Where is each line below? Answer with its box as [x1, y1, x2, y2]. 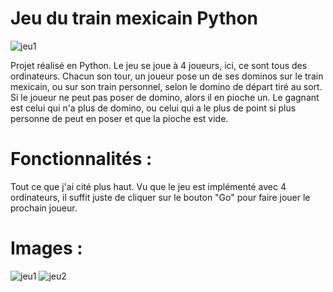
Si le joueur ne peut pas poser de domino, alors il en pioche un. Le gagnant [10, 91, 320, 103]
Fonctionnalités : [10, 148, 153, 171]
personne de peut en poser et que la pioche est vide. [10, 112, 229, 124]
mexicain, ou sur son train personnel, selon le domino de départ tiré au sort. [10, 80, 323, 92]
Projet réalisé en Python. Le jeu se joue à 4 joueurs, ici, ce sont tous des [10, 59, 308, 71]
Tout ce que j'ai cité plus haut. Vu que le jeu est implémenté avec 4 [10, 180, 287, 192]
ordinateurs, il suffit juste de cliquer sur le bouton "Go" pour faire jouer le [10, 191, 311, 203]
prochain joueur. [10, 202, 78, 214]
